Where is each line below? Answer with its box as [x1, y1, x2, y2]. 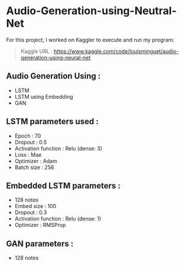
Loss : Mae [14, 151, 42, 158]
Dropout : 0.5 [14, 138, 47, 145]
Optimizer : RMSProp [14, 222, 66, 229]
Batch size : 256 [14, 164, 54, 171]
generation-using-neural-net [20, 54, 91, 61]
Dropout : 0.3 [14, 209, 47, 216]
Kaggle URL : [20, 47, 53, 54]
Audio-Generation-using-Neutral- [6, 4, 177, 18]
